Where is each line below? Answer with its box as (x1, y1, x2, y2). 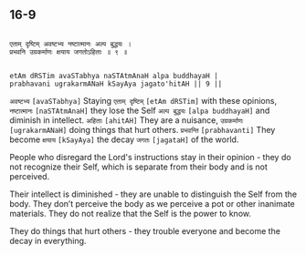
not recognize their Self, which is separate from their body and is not (9, 161, 268, 172)
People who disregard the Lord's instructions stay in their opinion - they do (9, 151, 291, 162)
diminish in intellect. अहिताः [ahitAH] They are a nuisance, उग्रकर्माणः (9, 114, 244, 126)
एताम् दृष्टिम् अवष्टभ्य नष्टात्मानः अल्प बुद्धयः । (9, 39, 132, 48)
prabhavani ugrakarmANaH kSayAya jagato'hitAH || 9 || (9, 79, 223, 88)
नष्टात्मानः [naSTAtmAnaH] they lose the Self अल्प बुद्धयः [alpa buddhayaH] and (9, 105, 270, 116)
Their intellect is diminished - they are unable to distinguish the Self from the (9, 189, 298, 199)
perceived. (9, 170, 50, 181)
